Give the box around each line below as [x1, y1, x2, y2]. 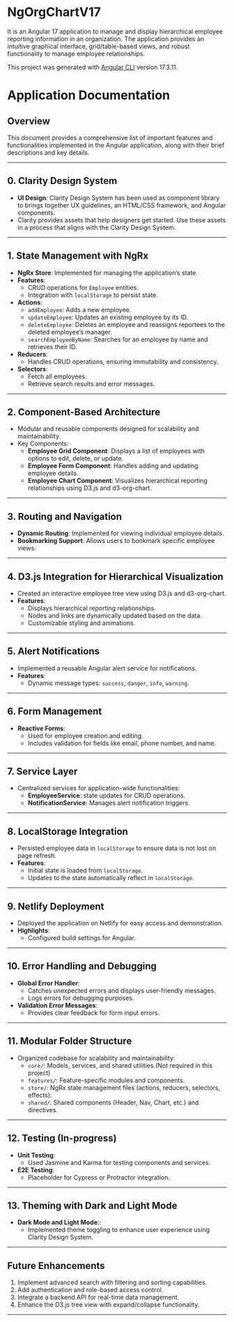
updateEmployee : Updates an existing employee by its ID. [27, 313, 189, 321]
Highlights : [17, 926, 50, 935]
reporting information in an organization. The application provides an [7, 34, 204, 43]
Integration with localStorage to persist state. [27, 291, 159, 299]
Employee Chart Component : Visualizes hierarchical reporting [27, 477, 208, 485]
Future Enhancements [7, 1259, 106, 1272]
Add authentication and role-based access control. [17, 1286, 164, 1294]
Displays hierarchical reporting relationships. [27, 604, 156, 612]
